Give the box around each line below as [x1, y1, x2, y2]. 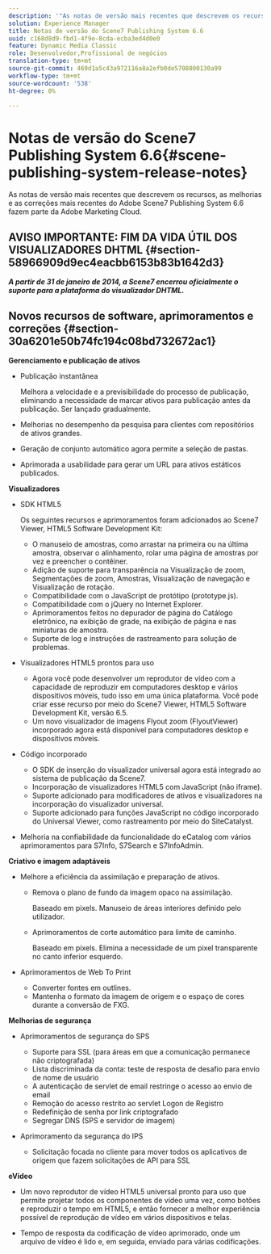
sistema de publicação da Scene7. [31, 773, 146, 783]
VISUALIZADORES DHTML [8, 243, 144, 257]
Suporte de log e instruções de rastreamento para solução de [31, 633, 237, 643]
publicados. [19, 468, 60, 477]
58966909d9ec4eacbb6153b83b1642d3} [8, 255, 224, 269]
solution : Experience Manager [8, 19, 110, 27]
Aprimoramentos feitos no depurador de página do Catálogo [31, 607, 233, 618]
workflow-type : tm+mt [8, 72, 81, 80]
